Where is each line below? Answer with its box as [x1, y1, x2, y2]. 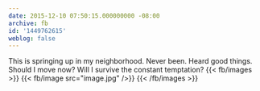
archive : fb [8, 19, 48, 27]
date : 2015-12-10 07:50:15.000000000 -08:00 [8, 11, 160, 20]
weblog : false [8, 34, 56, 43]
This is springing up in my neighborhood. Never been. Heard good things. [8, 56, 253, 66]
